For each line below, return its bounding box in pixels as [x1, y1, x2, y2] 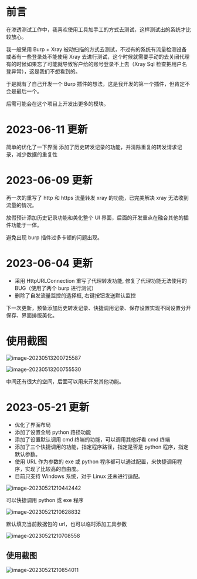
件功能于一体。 [6, 221, 42, 228]
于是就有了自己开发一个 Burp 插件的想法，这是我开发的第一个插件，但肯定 [6, 80, 185, 87]
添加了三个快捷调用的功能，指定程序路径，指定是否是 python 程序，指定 [14, 443, 189, 450]
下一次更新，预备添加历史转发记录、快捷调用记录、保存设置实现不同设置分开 [6, 304, 191, 312]
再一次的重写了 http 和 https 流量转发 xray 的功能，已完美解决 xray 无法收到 [6, 194, 189, 201]
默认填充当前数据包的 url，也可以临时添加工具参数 [6, 520, 127, 527]
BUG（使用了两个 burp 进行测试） [14, 285, 97, 292]
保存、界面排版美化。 [6, 312, 57, 319]
